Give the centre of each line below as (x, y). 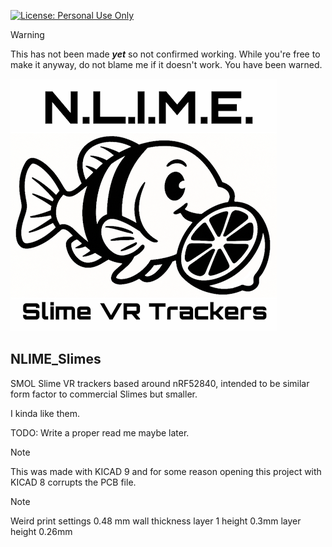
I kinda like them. (45, 413)
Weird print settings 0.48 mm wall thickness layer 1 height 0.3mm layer (156, 521)
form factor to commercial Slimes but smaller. (104, 394)
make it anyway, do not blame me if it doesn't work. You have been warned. (166, 64)
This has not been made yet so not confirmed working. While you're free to (165, 54)
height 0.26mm (41, 531)
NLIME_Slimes (56, 359)
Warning (27, 34)
